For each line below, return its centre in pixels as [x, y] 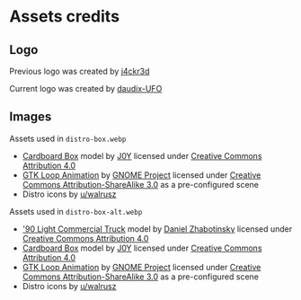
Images [31, 117]
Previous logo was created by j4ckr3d [80, 71]
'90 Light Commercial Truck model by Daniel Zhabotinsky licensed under [157, 229]
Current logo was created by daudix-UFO [86, 88]
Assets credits [64, 17]
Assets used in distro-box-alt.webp [76, 211]
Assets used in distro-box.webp [68, 138]
